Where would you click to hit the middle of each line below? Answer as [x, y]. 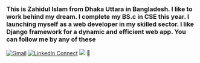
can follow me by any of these [51, 39]
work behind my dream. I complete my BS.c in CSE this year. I [98, 16]
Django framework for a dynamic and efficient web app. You [96, 31]
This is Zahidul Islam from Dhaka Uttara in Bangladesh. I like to [99, 9]
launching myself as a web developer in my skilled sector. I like [100, 24]
